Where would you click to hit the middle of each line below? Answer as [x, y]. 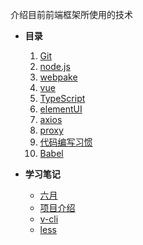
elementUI [61, 109]
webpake [58, 77]
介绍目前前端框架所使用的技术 [71, 14]
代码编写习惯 [66, 142]
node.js [55, 66]
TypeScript [62, 98]
